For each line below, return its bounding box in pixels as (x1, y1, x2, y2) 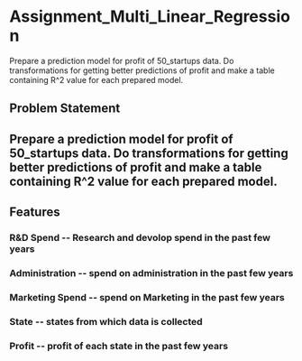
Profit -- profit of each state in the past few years (9, 339, 228, 352)
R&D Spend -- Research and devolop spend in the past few (9, 232, 270, 245)
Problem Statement (9, 101, 121, 116)
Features (9, 205, 60, 220)
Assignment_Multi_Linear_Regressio (9, 6, 291, 27)
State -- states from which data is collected (9, 315, 203, 328)
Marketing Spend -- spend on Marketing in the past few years (9, 291, 286, 303)
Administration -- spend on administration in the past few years (9, 266, 294, 279)
